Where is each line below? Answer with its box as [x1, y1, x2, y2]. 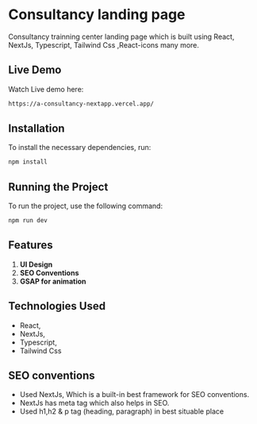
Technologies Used [8, 299, 105, 313]
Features [8, 238, 53, 252]
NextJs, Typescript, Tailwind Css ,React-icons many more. [8, 40, 200, 49]
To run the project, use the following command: [8, 201, 163, 211]
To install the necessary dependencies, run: [8, 143, 152, 152]
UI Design [19, 260, 53, 269]
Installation [8, 121, 65, 136]
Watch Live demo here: [8, 84, 84, 94]
